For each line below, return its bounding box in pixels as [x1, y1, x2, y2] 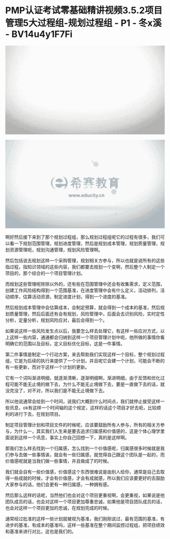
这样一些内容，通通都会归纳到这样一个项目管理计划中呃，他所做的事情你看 [9, 334, 165, 341]
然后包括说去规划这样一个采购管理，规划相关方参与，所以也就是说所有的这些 [5, 257, 165, 264]
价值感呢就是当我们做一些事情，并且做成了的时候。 [5, 458, 112, 464]
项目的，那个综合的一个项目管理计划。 [5, 270, 85, 277]
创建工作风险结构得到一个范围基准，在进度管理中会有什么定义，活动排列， [5, 287, 160, 293]
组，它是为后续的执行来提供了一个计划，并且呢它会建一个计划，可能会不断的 [5, 358, 165, 364]
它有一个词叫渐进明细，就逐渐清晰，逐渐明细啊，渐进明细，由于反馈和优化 [5, 375, 160, 381]
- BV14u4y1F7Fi [5, 28, 73, 40]
